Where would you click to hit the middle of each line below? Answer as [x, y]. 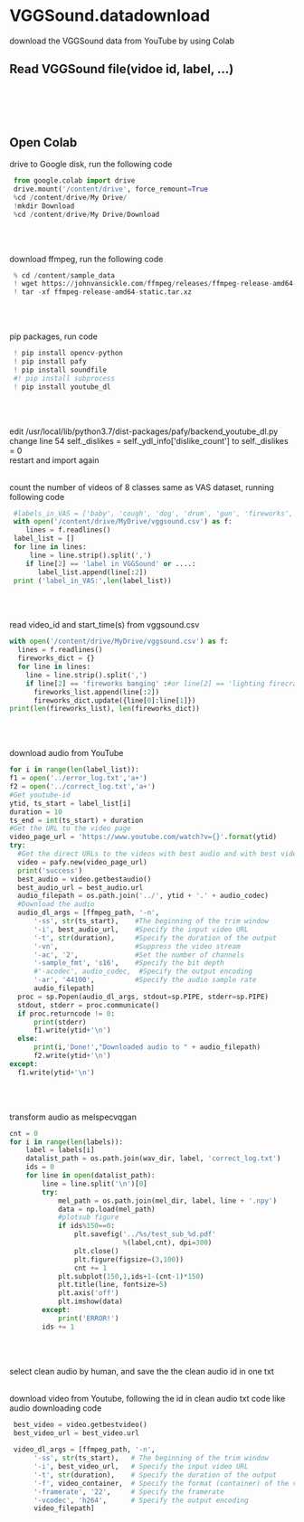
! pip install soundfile [60, 370]
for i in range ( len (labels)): [66, 1142]
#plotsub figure [88, 1217]
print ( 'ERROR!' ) [88, 1318]
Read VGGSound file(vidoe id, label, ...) [122, 69]
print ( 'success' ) [50, 870]
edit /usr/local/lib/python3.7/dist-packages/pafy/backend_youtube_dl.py [144, 431]
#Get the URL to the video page [70, 828]
